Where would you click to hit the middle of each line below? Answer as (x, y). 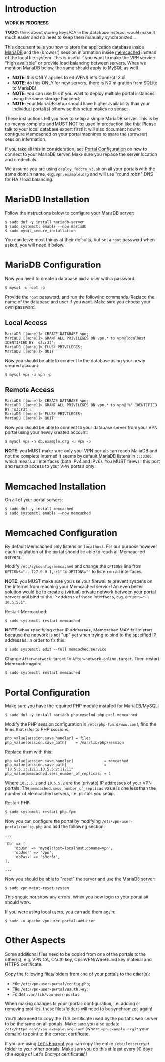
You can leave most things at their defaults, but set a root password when (80, 239)
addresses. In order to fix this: (35, 640)
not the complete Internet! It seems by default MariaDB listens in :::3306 (78, 456)
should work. (18, 902)
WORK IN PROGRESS (27, 23)
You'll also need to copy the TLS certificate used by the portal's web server (82, 1019)
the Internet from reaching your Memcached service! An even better (74, 587)
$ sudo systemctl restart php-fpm (41, 812)
